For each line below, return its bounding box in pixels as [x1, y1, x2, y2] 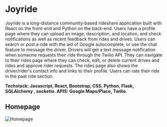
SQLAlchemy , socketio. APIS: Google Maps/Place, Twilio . [5, 88, 127, 94]
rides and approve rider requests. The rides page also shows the [5, 62, 138, 68]
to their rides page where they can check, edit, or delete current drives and [5, 57, 160, 63]
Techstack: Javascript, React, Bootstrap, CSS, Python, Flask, [5, 82, 134, 88]
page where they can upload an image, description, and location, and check [5, 30, 162, 36]
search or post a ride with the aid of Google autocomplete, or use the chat [5, 41, 158, 47]
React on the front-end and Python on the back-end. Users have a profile [5, 25, 156, 31]
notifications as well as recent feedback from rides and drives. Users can [5, 36, 156, 42]
